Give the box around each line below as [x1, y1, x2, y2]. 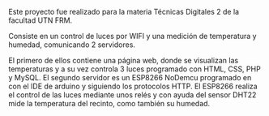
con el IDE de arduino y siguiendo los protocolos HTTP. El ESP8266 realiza [8, 81, 258, 91]
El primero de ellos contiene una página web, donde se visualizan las [8, 56, 239, 65]
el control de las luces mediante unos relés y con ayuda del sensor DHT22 [8, 90, 257, 100]
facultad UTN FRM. [8, 15, 73, 25]
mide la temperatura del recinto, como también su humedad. [8, 99, 211, 108]
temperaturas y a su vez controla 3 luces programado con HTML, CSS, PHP [8, 64, 261, 74]
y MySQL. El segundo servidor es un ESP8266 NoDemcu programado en [8, 73, 252, 82]
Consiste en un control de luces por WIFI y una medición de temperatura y [8, 32, 257, 41]
